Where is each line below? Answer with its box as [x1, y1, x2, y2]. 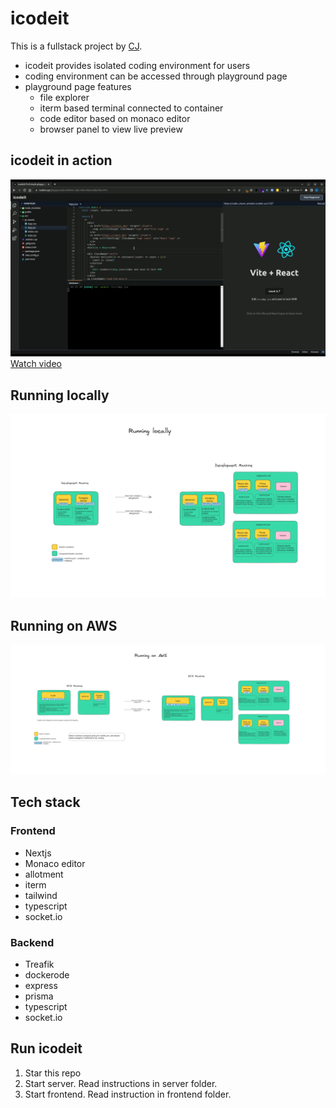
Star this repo [24, 1067, 82, 1079]
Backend [10, 935, 55, 949]
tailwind [24, 889, 58, 901]
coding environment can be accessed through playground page [24, 70, 288, 82]
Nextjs [24, 847, 52, 859]
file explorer [39, 91, 90, 103]
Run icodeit [10, 1040, 83, 1057]
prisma [24, 990, 54, 1002]
